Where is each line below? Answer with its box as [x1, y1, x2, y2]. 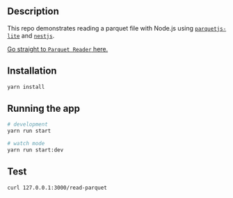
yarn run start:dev [7, 146, 64, 154]
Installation [7, 65, 57, 77]
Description [7, 6, 59, 17]
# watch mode [7, 140, 45, 147]
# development [7, 121, 49, 128]
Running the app [7, 102, 80, 114]
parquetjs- [194, 25, 227, 32]
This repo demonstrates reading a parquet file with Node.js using [7, 24, 193, 32]
